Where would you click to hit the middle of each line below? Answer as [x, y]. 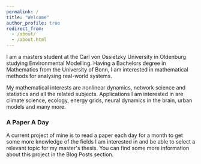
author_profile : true [33, 23]
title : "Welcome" [28, 17]
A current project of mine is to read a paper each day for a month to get [94, 135]
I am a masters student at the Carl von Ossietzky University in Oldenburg [96, 57]
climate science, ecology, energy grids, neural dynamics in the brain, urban [99, 100]
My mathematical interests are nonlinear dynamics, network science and [96, 87]
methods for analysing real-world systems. [59, 76]
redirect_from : [25, 29]
